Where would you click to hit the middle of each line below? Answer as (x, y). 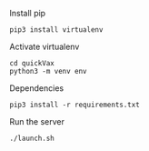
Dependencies (37, 88)
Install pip (28, 13)
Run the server (37, 121)
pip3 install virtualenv (56, 30)
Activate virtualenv (45, 46)
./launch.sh (32, 138)
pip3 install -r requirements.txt (75, 105)
